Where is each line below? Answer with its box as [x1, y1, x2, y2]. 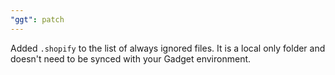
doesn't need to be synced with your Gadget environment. [10, 52, 252, 65]
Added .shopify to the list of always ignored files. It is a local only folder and [10, 42, 326, 54]
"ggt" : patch [10, 14, 65, 25]
